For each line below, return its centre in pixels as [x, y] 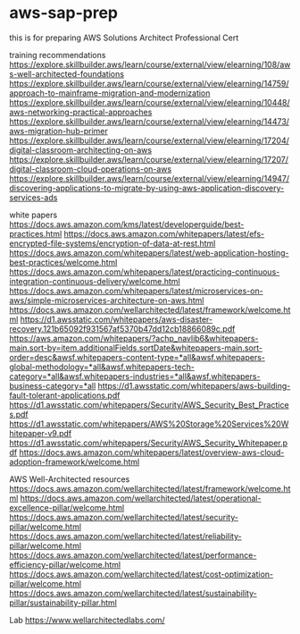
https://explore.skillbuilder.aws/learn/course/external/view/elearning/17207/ [149, 159]
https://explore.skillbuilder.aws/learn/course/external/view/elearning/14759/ [149, 83]
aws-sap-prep [64, 13]
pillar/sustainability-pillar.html [63, 603]
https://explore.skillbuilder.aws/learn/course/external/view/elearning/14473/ [150, 121]
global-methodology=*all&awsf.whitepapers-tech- [102, 367]
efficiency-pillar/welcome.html [65, 564]
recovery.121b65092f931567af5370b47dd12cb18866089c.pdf [122, 328]
